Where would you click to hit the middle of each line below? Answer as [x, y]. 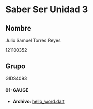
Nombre [18, 28]
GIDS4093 [16, 78]
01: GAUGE [17, 90]
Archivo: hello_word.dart [38, 102]
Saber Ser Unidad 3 [47, 9]
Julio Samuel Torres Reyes [33, 40]
